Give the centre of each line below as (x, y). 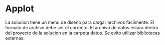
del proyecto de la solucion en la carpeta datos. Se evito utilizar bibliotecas (83, 33)
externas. (15, 38)
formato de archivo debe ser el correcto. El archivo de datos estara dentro (82, 27)
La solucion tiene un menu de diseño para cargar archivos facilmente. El (80, 22)
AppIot (20, 9)
